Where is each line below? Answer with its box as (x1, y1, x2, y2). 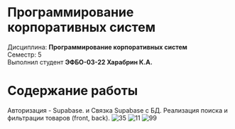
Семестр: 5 (7, 50, 42, 59)
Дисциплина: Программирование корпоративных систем (7, 43, 188, 51)
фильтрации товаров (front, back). (7, 113, 110, 122)
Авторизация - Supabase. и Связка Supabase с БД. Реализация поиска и (7, 106, 229, 114)
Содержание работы (7, 83, 138, 99)
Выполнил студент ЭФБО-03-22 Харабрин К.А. (7, 57, 153, 66)
